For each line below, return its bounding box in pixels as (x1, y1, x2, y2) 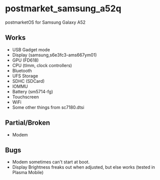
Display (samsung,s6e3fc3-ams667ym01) (12, 52, 97, 58)
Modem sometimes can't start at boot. (12, 159, 90, 165)
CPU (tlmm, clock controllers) (12, 62, 72, 68)
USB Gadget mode (12, 46, 50, 52)
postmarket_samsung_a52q (5, 3, 122, 14)
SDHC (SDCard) (12, 78, 45, 84)
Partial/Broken (5, 119, 51, 127)
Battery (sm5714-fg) (12, 88, 53, 94)
